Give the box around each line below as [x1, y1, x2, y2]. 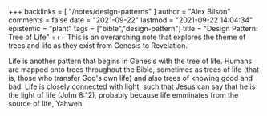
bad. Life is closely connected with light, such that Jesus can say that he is [8, 82, 256, 91]
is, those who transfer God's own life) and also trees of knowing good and [8, 74, 253, 82]
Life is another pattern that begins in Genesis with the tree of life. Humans [8, 56, 253, 66]
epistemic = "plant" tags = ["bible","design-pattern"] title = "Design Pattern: [8, 24, 258, 33]
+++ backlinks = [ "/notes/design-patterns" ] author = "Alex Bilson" [8, 7, 231, 16]
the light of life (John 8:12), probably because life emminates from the [8, 90, 239, 99]
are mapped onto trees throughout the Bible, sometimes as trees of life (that [8, 65, 259, 74]
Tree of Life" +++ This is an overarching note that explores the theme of [8, 32, 246, 42]
